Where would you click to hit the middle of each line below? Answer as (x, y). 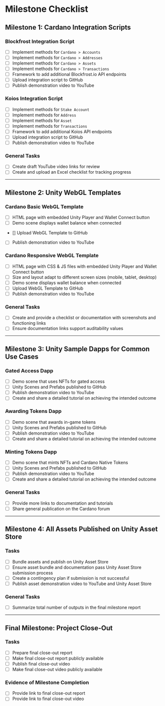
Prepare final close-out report (42, 653)
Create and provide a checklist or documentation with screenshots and (84, 318)
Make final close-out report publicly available (58, 658)
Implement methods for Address (44, 115)
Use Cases (22, 356)
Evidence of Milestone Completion (47, 682)
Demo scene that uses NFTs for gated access (58, 381)
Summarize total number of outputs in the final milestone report (76, 607)
